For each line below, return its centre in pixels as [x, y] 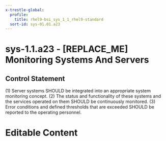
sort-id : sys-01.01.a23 [35, 24]
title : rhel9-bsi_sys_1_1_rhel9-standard [59, 19]
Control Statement [35, 78]
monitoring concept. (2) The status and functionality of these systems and [83, 96]
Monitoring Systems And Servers [77, 60]
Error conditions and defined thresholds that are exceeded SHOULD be [80, 107]
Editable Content [41, 133]
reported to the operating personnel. [44, 113]
